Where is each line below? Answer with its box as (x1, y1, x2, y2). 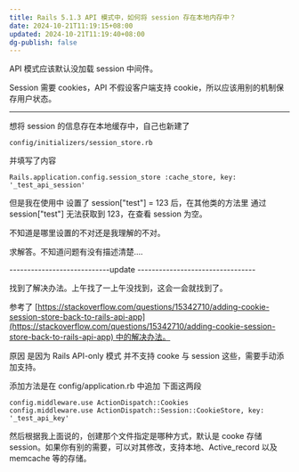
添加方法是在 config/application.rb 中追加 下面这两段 (9, 380, 202, 392)
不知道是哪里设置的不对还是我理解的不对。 (9, 228, 166, 239)
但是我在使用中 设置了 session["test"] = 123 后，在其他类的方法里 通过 (9, 198, 267, 208)
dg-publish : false (9, 37, 77, 47)
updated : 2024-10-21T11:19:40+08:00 (9, 29, 145, 38)
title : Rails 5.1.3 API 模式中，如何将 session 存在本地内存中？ (9, 12, 237, 22)
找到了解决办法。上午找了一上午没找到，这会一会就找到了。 (9, 282, 228, 294)
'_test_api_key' (9, 414, 69, 423)
